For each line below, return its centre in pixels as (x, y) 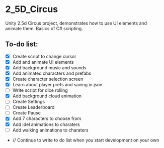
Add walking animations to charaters (51, 130)
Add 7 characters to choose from (47, 118)
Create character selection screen (48, 79)
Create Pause (27, 113)
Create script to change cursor (44, 56)
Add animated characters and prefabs (52, 73)
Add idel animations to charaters (46, 124)
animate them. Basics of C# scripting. (44, 28)
